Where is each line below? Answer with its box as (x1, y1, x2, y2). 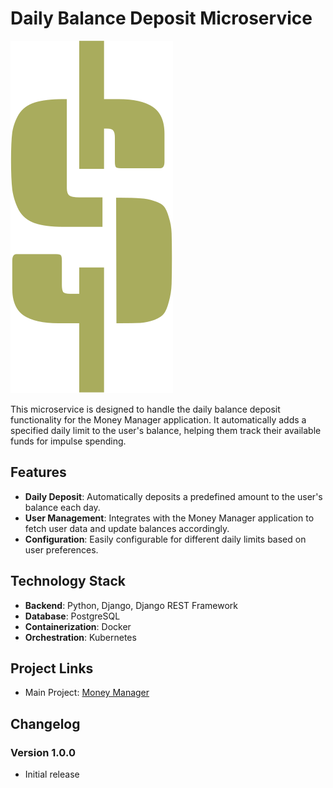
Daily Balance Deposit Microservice (10, 7, 313, 30)
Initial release (24, 768, 80, 781)
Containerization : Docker (24, 620, 132, 632)
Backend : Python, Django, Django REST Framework (24, 599, 238, 611)
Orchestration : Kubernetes (24, 631, 137, 643)
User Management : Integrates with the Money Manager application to (24, 512, 315, 524)
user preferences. (24, 543, 99, 556)
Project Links (10, 660, 94, 677)
